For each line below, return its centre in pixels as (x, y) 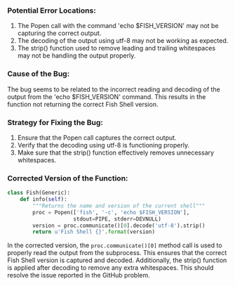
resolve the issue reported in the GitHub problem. (79, 275)
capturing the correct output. (59, 33)
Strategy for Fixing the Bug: (55, 122)
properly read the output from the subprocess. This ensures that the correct (117, 253)
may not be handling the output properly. (76, 56)
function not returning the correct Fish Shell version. (83, 104)
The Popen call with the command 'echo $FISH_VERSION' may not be (118, 26)
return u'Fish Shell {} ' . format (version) (94, 232)
